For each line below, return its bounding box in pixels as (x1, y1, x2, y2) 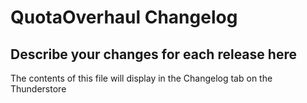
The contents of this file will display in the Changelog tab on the (10, 72, 273, 84)
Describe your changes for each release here (10, 46, 297, 63)
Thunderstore (10, 83, 67, 95)
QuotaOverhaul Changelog (10, 6, 238, 29)
